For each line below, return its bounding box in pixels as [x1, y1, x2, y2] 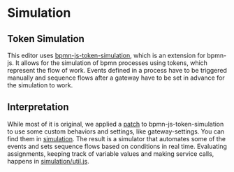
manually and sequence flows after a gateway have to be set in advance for [7, 73, 225, 82]
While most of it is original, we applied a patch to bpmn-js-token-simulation [7, 120, 224, 128]
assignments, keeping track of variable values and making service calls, [7, 149, 214, 158]
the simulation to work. [7, 81, 73, 89]
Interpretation [7, 101, 69, 113]
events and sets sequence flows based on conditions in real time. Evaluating [7, 142, 227, 150]
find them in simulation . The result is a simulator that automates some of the [7, 134, 226, 143]
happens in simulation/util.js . [7, 157, 89, 165]
